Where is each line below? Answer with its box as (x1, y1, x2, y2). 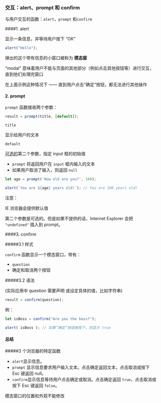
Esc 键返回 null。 (12, 370, 46, 376)
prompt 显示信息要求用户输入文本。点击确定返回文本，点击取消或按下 (12, 364, 150, 370)
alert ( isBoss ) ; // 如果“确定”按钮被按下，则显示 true (5, 325, 111, 330)
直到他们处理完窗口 (5, 71, 44, 77)
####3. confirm (5, 231, 36, 237)
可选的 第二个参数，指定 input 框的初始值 (5, 151, 86, 157)
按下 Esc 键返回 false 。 (12, 382, 60, 388)
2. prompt (5, 93, 25, 99)
